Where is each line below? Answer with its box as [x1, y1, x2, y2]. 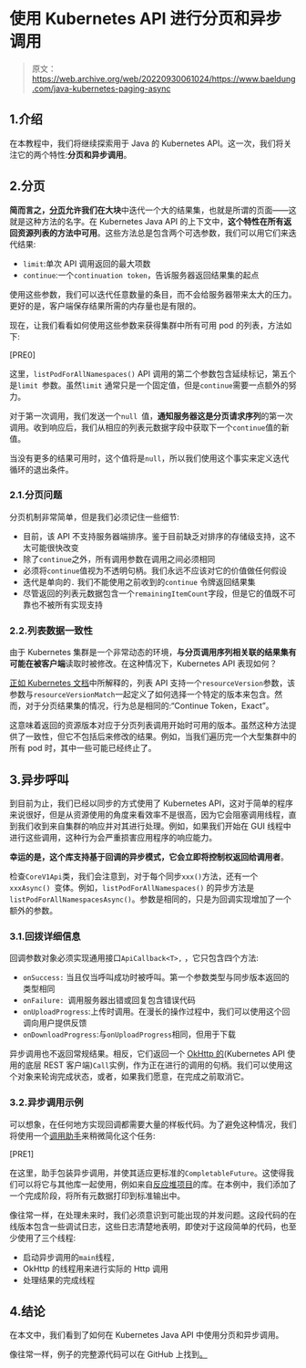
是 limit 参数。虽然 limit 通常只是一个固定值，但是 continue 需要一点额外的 [9, 380, 289, 391]
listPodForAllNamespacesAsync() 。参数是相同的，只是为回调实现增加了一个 [9, 893, 291, 904]
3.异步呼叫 [9, 772, 70, 788]
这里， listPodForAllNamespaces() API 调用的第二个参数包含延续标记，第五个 [9, 368, 297, 379]
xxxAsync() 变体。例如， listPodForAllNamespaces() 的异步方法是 [9, 882, 255, 893]
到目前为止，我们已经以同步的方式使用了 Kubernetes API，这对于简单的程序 [9, 798, 294, 809]
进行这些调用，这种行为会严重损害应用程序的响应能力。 [9, 831, 217, 842]
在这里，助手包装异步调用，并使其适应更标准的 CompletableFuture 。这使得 [9, 1167, 287, 1178]
